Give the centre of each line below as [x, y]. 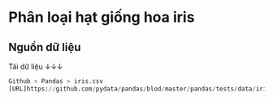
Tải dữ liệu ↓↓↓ [36, 66]
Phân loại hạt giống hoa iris [102, 17]
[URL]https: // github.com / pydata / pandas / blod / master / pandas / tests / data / [132, 89]
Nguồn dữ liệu [45, 47]
